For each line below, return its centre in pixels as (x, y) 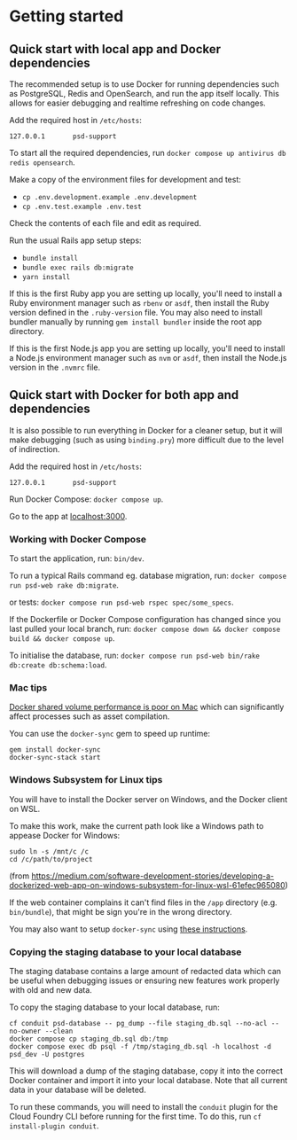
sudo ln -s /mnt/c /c (49, 851)
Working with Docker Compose (78, 539)
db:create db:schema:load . (58, 665)
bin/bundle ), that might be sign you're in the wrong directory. (121, 911)
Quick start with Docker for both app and (124, 395)
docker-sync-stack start (55, 758)
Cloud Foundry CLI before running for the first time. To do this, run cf (135, 1116)
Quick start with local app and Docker (115, 49)
